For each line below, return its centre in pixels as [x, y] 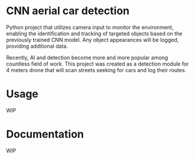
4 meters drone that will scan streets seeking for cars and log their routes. [96, 70]
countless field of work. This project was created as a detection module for [97, 64]
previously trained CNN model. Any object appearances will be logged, [92, 40]
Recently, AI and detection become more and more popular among [87, 57]
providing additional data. [37, 46]
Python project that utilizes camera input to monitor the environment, [90, 27]
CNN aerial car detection [68, 11]
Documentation [45, 134]
